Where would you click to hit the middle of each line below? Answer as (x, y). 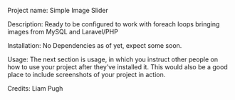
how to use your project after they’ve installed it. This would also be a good (117, 67)
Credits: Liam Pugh (35, 88)
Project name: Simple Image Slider (58, 10)
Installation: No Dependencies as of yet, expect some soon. (95, 45)
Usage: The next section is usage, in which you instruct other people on (113, 59)
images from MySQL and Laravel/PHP (63, 32)
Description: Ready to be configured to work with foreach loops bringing (114, 24)
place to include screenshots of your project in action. (87, 75)
